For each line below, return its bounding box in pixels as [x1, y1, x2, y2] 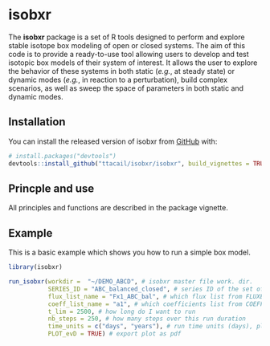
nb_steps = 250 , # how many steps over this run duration [47, 315, 247, 323]
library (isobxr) [8, 263, 63, 271]
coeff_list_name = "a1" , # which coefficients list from [47, 299, 243, 308]
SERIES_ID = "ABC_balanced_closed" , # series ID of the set [47, 285, 253, 293]
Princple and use [8, 181, 95, 195]
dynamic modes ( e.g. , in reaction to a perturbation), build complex [8, 75, 227, 84]
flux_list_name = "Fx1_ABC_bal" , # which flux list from [47, 292, 243, 300]
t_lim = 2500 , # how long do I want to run [47, 307, 196, 315]
